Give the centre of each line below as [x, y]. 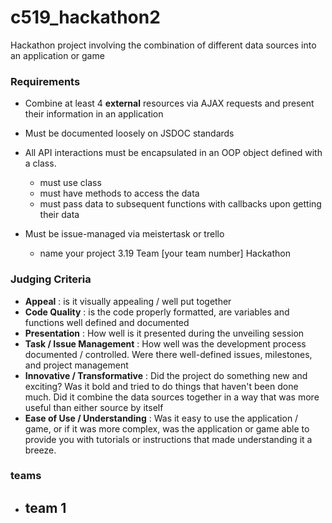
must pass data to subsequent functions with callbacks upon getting [180, 204]
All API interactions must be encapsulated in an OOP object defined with [173, 153]
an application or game [57, 55]
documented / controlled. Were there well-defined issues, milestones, [168, 354]
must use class [70, 183]
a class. [40, 163]
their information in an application [94, 114]
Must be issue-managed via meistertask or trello [124, 234]
